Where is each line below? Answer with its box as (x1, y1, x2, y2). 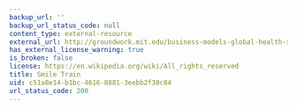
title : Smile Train (9, 70, 81, 79)
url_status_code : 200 (9, 86, 89, 95)
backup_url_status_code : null (9, 21, 121, 30)
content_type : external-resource (9, 29, 133, 38)
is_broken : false (9, 54, 73, 62)
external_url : (9, 37, 62, 47)
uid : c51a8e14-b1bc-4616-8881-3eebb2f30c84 (9, 78, 172, 87)
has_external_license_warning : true (9, 46, 144, 54)
